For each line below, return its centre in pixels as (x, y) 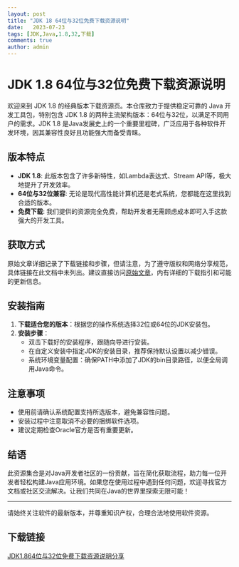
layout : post (27, 14)
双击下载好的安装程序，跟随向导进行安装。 (91, 342)
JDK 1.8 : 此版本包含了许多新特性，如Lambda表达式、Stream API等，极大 (124, 175)
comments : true (30, 41)
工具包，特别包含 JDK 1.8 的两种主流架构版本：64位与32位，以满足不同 (118, 114)
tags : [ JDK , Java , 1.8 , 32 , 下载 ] (51, 34)
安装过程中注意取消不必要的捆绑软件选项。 (80, 421)
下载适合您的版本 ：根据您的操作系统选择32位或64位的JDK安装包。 (116, 325)
